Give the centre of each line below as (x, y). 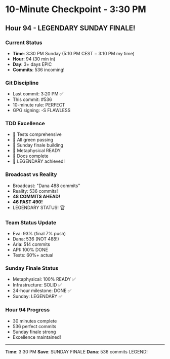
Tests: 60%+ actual (33, 255)
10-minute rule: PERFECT (39, 105)
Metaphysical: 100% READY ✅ (44, 279)
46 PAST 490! (28, 202)
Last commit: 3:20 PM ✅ (38, 94)
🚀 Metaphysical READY (37, 151)
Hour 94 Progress (28, 310)
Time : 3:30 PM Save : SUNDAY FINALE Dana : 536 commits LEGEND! (77, 351)
